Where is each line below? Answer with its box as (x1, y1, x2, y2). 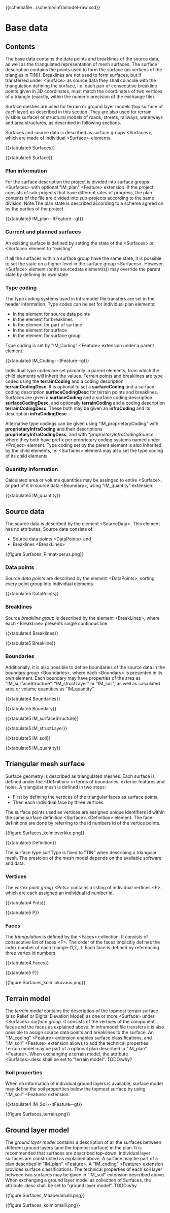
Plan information (5, 167, 47, 174)
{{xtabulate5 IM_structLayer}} (5, 725, 67, 731)
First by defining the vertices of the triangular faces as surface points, (12, 794, 159, 800)
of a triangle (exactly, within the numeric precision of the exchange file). (5, 94, 156, 100)
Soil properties (5, 1069, 43, 1076)
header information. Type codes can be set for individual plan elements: (5, 301, 156, 307)
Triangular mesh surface (5, 760, 85, 768)
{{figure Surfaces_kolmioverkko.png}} (5, 830, 85, 836)
